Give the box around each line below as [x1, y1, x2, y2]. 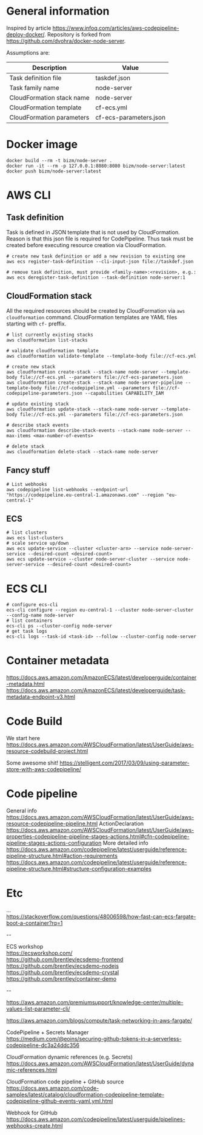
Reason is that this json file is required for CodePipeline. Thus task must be [6, 235, 194, 242]
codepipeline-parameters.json [6, 390, 83, 396]
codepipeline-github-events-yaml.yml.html [6, 1097, 113, 1105]
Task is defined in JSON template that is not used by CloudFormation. [6, 228, 180, 236]
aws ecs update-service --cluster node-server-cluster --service [6, 556, 175, 562]
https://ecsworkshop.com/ [6, 949, 73, 956]
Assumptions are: [6, 49, 50, 56]
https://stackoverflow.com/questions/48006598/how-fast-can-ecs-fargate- [6, 913, 196, 920]
